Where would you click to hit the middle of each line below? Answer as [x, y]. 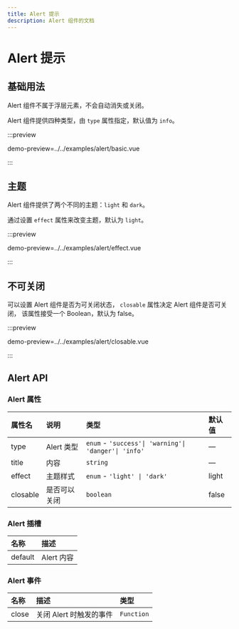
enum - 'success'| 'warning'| [136, 443]
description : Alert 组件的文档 [51, 21]
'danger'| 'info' [115, 451]
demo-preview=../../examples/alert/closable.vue [78, 342]
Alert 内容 [58, 558]
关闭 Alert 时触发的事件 [74, 615]
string [97, 462]
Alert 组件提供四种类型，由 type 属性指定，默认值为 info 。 [93, 120]
